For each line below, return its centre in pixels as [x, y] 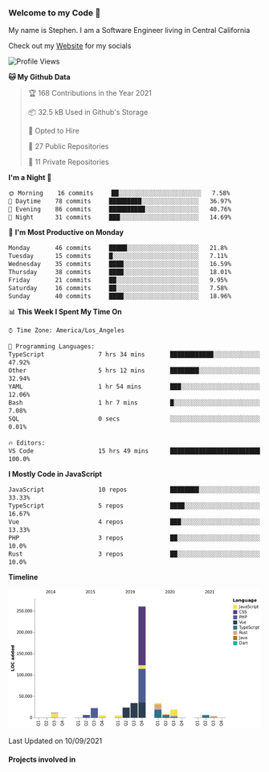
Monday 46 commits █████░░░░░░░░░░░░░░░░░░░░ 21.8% [118, 248]
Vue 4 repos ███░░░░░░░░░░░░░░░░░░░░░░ [134, 522]
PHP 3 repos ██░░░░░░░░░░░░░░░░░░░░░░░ [134, 538]
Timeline [23, 577]
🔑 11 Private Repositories [69, 162]
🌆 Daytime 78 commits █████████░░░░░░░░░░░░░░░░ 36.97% [120, 201]
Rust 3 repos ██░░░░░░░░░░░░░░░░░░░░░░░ [134, 554]
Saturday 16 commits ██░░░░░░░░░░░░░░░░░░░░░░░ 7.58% [118, 289]
